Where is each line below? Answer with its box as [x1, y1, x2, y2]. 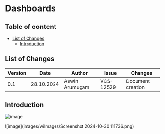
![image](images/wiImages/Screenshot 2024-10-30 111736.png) [5, 123, 134, 129]
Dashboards [5, 3, 56, 14]
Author [71, 69, 88, 76]
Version [7, 69, 27, 76]
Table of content [5, 23, 56, 31]
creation [126, 84, 145, 91]
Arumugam [63, 84, 90, 91]
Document [126, 78, 150, 84]
